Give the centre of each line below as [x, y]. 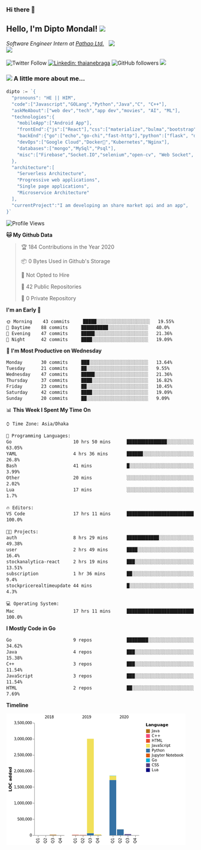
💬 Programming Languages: [38, 436]
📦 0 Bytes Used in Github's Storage [66, 261]
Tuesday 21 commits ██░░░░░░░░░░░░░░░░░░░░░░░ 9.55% [88, 368]
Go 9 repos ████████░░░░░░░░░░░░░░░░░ [100, 640]
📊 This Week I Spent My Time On [48, 409]
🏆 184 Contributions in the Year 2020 [68, 247]
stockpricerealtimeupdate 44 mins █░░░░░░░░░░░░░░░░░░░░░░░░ [100, 586]
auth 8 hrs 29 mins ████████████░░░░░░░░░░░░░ [100, 538]
